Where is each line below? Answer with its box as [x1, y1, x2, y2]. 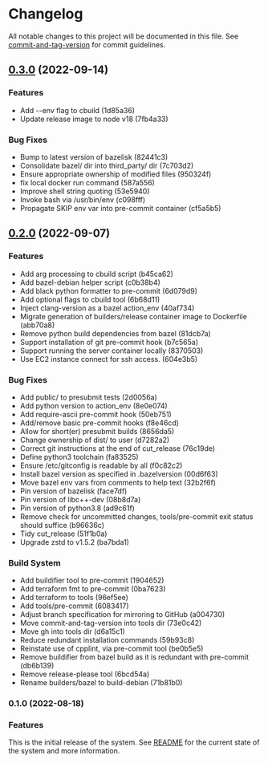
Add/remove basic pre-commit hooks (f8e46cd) [19, 418, 179, 428]
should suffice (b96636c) [19, 520, 105, 530]
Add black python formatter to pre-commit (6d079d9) [19, 286, 198, 295]
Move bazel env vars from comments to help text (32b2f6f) [19, 477, 217, 487]
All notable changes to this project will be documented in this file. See [8, 31, 239, 41]
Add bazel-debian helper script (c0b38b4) [19, 278, 160, 287]
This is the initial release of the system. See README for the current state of [8, 737, 260, 747]
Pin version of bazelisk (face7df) [19, 486, 128, 496]
